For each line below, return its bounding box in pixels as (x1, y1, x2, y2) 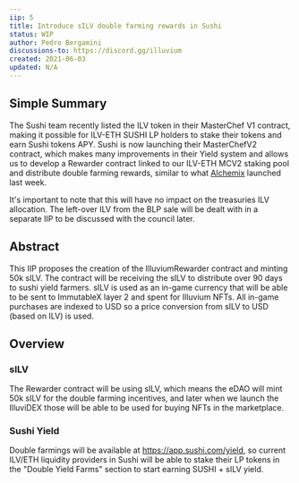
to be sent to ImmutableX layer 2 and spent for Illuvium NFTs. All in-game (9, 292, 279, 302)
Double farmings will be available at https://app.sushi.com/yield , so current (9, 445, 286, 456)
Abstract (9, 239, 60, 255)
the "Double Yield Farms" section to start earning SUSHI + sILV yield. (9, 464, 264, 475)
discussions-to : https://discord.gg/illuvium (9, 47, 182, 55)
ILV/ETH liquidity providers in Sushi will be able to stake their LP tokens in (9, 454, 280, 465)
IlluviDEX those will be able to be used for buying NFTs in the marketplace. (9, 402, 285, 413)
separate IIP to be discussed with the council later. (9, 213, 195, 224)
